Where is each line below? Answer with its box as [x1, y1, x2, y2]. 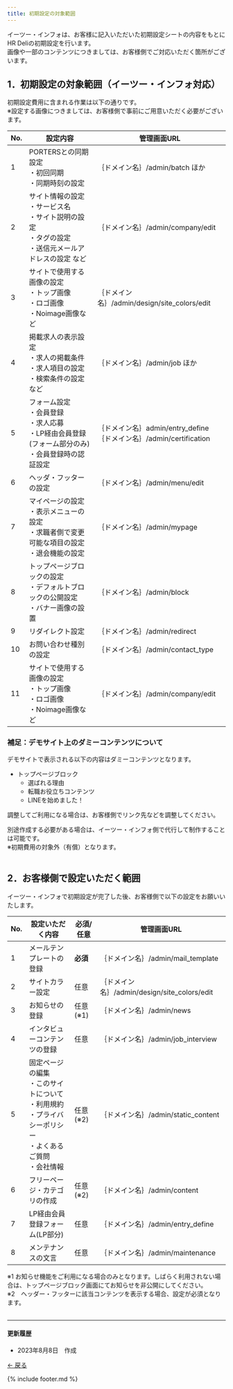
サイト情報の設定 [28, 192, 85, 202]
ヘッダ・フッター [28, 473, 85, 483]
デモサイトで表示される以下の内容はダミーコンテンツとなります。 [7, 755, 196, 763]
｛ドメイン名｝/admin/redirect [97, 627, 196, 636]
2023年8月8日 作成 [17, 1346, 77, 1354]
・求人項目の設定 [28, 363, 85, 373]
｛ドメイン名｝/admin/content [99, 1185, 199, 1195]
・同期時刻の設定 [28, 179, 85, 188]
